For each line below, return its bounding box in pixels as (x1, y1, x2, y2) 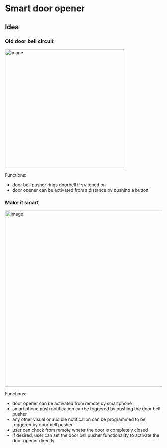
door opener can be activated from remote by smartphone (12, 400, 132, 407)
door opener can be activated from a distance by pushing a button (12, 187, 149, 192)
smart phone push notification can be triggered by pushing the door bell (12, 406, 161, 412)
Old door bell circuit (5, 38, 54, 45)
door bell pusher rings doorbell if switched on (12, 182, 106, 188)
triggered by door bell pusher (12, 422, 73, 428)
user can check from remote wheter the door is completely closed (12, 427, 148, 433)
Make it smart (5, 199, 39, 206)
